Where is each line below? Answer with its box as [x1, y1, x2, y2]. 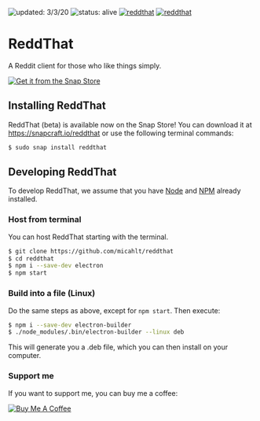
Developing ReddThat [8, 165, 117, 179]
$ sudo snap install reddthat [8, 143, 108, 151]
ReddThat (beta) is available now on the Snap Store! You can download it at [8, 120, 253, 129]
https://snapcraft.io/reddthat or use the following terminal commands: [8, 128, 234, 138]
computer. [8, 351, 42, 360]
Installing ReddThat [8, 99, 106, 113]
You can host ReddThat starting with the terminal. [8, 232, 169, 242]
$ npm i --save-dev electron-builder [8, 321, 132, 329]
